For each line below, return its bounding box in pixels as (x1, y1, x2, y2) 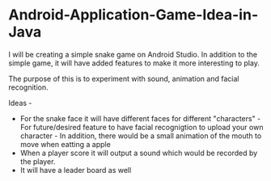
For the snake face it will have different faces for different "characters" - (19, 113, 261, 123)
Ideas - (8, 98, 32, 107)
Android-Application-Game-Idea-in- (8, 6, 259, 24)
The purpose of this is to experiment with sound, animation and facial (8, 74, 239, 83)
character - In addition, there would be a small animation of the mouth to (19, 131, 262, 141)
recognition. (8, 82, 49, 92)
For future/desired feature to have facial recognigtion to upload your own (19, 122, 264, 132)
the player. (19, 156, 56, 166)
